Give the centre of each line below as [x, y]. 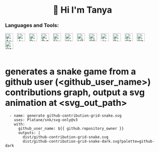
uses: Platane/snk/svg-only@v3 [46, 120]
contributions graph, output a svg [75, 92]
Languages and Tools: [32, 25]
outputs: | [29, 133]
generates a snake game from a [71, 71]
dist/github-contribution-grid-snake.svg [66, 137]
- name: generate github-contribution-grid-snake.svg [66, 116]
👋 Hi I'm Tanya [82, 10]
